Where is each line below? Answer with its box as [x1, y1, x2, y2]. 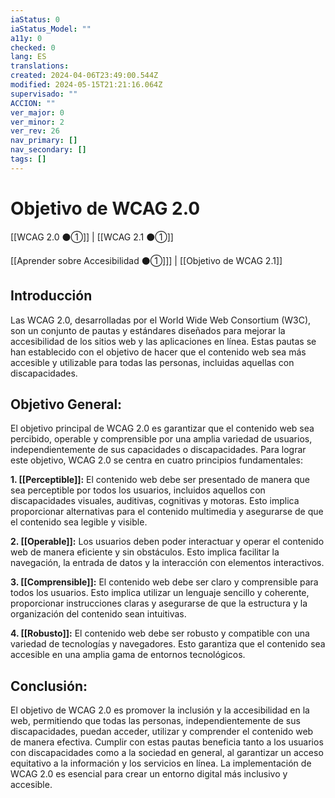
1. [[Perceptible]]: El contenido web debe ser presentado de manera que [10, 474, 311, 486]
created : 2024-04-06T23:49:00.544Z [10, 71, 159, 81]
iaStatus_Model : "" [10, 24, 92, 34]
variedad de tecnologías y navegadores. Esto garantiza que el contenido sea [10, 638, 326, 650]
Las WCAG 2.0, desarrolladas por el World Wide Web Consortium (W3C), [10, 314, 312, 326]
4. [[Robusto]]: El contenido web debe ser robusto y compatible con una [10, 627, 310, 640]
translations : [10, 61, 70, 71]
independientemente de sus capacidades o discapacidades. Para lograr [10, 444, 307, 456]
